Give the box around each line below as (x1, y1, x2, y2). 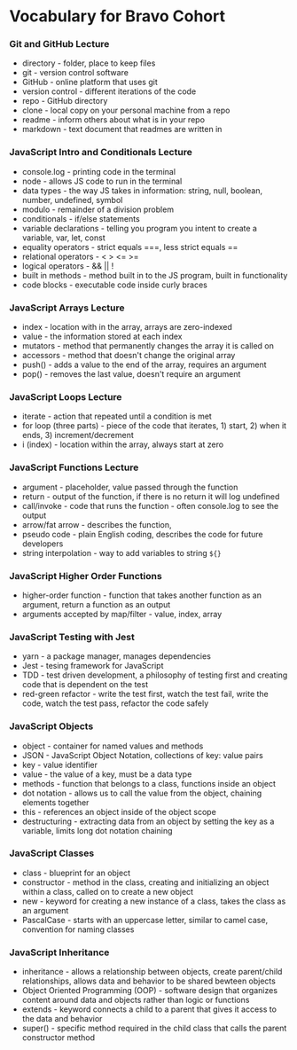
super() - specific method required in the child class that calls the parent (21, 1023, 287, 1034)
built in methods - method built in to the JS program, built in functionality (21, 270, 288, 280)
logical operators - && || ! (21, 260, 114, 271)
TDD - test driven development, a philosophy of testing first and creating (21, 670, 288, 680)
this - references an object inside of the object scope (21, 806, 217, 817)
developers (21, 538, 64, 549)
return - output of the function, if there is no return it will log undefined (21, 490, 280, 502)
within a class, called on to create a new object (21, 886, 193, 897)
